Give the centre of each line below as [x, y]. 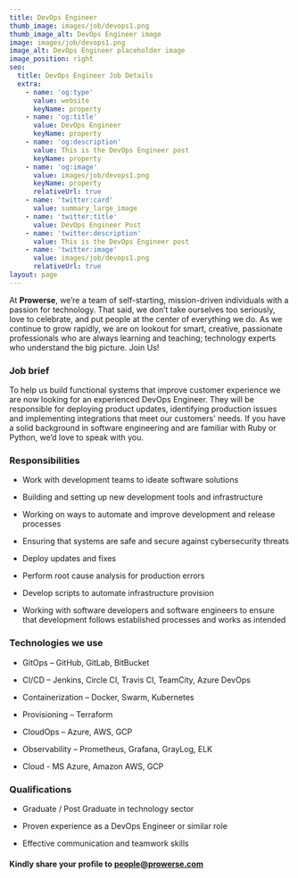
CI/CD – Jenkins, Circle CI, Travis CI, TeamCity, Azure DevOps [137, 680]
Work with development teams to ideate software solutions [130, 480]
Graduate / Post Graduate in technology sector [108, 808]
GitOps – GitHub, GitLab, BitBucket [86, 662]
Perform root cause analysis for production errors [113, 576]
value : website [61, 100]
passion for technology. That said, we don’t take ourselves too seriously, [142, 310]
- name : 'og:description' [74, 142]
